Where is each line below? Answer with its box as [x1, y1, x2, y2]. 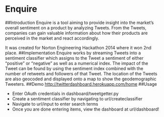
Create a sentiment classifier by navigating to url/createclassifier [12, 95, 143, 101]
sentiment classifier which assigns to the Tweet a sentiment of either [5, 55, 144, 61]
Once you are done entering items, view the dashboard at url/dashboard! [12, 106, 160, 112]
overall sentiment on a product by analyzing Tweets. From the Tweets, [5, 24, 147, 30]
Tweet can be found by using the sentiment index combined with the [5, 65, 143, 71]
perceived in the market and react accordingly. [5, 35, 99, 41]
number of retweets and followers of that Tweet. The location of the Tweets [5, 70, 158, 76]
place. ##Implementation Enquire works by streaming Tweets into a [5, 50, 141, 56]
